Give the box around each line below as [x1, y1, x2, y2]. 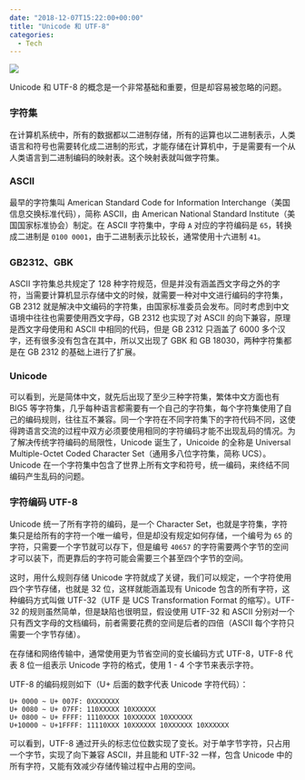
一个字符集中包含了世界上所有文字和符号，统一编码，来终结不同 [51, 460, 290, 471]
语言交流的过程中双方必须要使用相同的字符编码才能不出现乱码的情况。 [25, 425, 288, 436]
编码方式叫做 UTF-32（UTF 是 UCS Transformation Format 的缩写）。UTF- [16, 595, 295, 605]
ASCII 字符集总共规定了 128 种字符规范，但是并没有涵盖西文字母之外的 [9, 278, 273, 289]
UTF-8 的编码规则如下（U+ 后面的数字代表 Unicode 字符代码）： [9, 678, 249, 689]
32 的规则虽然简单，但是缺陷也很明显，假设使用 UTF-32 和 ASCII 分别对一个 [9, 605, 295, 616]
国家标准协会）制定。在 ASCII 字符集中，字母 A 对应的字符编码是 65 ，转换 [16, 219, 292, 230]
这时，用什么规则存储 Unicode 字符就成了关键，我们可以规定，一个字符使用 [9, 572, 292, 583]
